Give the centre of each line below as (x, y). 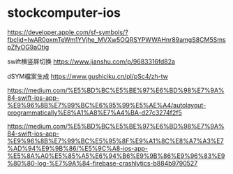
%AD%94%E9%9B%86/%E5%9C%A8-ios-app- (78, 148)
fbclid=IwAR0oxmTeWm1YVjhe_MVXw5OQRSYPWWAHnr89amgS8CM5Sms (116, 39)
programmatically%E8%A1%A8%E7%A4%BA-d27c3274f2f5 (95, 113)
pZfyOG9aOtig (28, 47)
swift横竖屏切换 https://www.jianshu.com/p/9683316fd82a (91, 61)
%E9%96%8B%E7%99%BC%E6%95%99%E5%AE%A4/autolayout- (107, 105)
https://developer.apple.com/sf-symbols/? (68, 32)
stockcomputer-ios (64, 13)
